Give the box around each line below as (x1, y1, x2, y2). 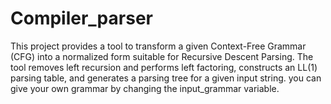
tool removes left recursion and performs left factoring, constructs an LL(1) (10, 61, 318, 73)
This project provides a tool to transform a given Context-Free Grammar (10, 40, 307, 52)
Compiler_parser (10, 7, 153, 30)
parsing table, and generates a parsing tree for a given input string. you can (10, 72, 322, 84)
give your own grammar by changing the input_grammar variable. (10, 82, 280, 94)
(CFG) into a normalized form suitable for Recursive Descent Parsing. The (10, 50, 314, 62)
